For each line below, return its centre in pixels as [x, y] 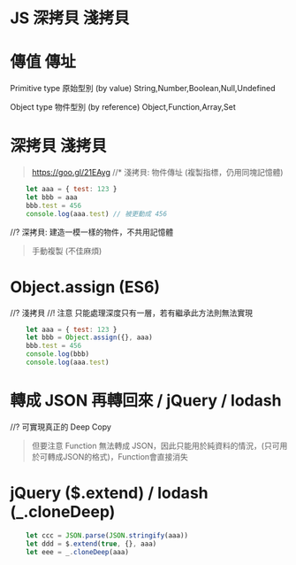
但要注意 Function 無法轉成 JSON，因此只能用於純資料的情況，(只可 [156, 445]
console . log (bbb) [58, 354]
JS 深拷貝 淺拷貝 [70, 18]
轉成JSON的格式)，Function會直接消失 [118, 456]
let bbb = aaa [52, 197]
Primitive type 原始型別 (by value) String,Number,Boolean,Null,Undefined [143, 89]
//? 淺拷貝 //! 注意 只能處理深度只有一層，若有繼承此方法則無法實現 [132, 313]
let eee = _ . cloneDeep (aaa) [77, 552]
